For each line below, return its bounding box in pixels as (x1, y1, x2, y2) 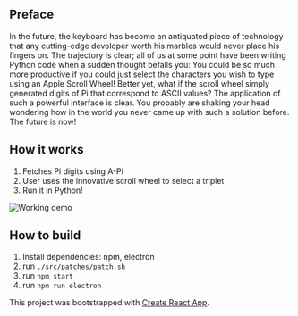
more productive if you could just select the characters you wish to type (9, 69, 275, 79)
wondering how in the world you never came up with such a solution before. (9, 106, 290, 117)
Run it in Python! (21, 185, 83, 195)
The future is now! (9, 116, 77, 127)
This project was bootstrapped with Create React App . (9, 297, 210, 308)
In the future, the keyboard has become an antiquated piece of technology (9, 30, 284, 41)
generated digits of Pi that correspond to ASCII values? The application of (9, 87, 281, 98)
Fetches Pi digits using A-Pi (21, 165, 123, 177)
